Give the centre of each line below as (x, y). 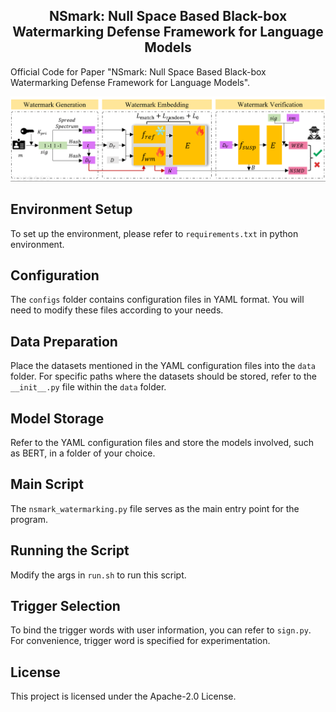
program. (29, 519)
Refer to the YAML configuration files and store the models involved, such (162, 443)
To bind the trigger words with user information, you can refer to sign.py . (161, 630)
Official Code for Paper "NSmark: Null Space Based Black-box (138, 71)
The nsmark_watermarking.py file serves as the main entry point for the (155, 508)
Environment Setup (71, 209)
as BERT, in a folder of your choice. (83, 453)
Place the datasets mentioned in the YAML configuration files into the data (163, 366)
